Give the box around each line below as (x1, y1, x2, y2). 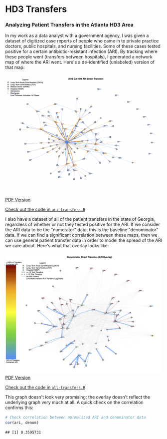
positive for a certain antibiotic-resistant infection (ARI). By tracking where (5, 48, 158, 54)
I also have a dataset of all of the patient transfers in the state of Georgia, (5, 216, 156, 222)
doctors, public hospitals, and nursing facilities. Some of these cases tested (5, 43, 161, 49)
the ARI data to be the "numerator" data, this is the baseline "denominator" (5, 226, 159, 233)
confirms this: (5, 405, 33, 411)
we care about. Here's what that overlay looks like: (5, 242, 109, 248)
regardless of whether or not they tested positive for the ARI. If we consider (5, 221, 161, 227)
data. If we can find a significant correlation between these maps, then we (5, 232, 158, 238)
